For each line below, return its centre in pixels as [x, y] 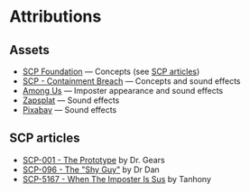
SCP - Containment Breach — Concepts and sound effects [131, 81]
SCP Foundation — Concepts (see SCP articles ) [111, 71]
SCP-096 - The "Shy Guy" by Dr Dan [91, 170]
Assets [29, 50]
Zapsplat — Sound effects [71, 100]
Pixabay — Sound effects [69, 110]
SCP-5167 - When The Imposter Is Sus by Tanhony [117, 179]
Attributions [56, 17]
